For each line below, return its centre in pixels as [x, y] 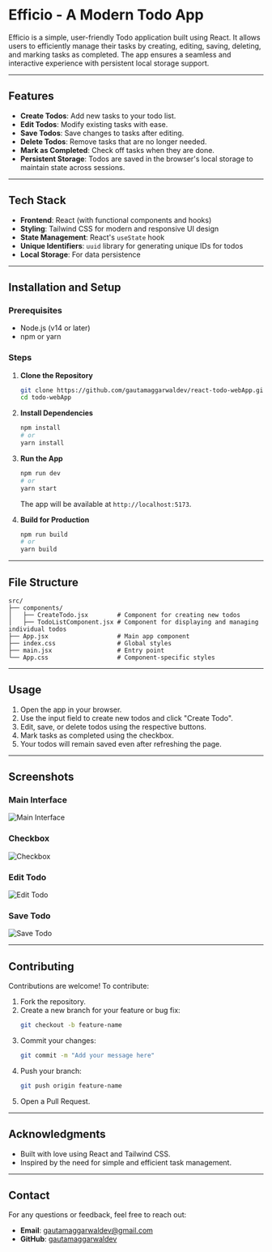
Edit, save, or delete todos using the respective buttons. [113, 726]
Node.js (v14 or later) [55, 328]
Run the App [41, 458]
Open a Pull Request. [55, 1101]
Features [31, 96]
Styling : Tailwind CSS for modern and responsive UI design [119, 228]
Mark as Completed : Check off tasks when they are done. [117, 150]
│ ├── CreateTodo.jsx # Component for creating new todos [125, 615]
